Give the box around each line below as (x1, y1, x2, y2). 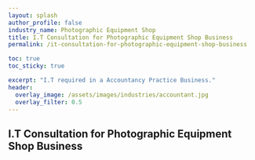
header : (8, 83, 34, 91)
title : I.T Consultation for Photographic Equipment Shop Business (8, 33, 234, 42)
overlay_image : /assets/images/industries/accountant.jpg (15, 91, 209, 99)
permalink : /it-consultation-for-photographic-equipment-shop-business (8, 41, 247, 49)
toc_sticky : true (8, 62, 65, 71)
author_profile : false (8, 19, 82, 27)
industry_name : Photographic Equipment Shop (8, 26, 156, 34)
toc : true (8, 55, 41, 63)
